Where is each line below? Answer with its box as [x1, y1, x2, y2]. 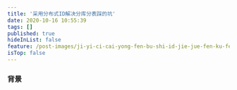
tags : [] [7, 23, 33, 30]
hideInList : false [7, 37, 61, 44]
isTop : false [7, 50, 46, 57]
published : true [7, 30, 55, 37]
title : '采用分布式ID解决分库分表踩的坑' [7, 10, 116, 18]
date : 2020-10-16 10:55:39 [7, 17, 87, 24]
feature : [7, 43, 33, 50]
